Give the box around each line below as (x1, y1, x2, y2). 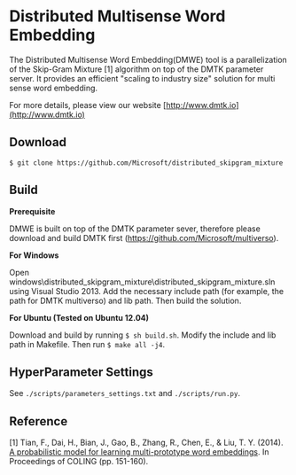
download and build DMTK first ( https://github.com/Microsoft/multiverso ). (9, 232, 279, 243)
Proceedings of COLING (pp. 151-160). (9, 456, 149, 467)
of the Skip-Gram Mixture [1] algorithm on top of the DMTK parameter (9, 64, 264, 74)
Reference (9, 414, 68, 429)
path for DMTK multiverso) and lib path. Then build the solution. (9, 295, 242, 306)
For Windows (9, 250, 59, 261)
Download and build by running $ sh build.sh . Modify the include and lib (9, 330, 277, 340)
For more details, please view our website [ (9, 99, 167, 110)
